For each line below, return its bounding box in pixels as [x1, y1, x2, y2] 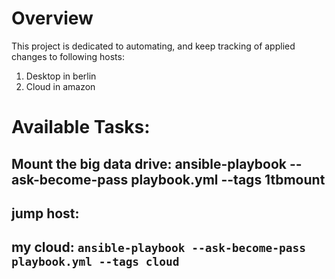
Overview [11, 7, 94, 30]
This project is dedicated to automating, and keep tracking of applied [11, 40, 296, 52]
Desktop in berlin [25, 70, 97, 82]
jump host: [11, 205, 80, 222]
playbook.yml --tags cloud [11, 255, 180, 269]
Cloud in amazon [25, 80, 96, 92]
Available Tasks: [11, 116, 151, 139]
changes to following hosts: [11, 50, 125, 62]
